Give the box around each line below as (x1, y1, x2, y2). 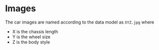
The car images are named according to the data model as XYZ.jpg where (5, 19, 155, 25)
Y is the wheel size (12, 34, 51, 40)
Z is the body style (12, 39, 50, 45)
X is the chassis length (12, 28, 58, 34)
